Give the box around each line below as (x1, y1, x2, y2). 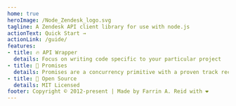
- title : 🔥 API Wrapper (7, 50, 78, 56)
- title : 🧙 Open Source (7, 75, 77, 82)
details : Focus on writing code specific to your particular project (13, 56, 221, 63)
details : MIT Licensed (13, 82, 80, 89)
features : (7, 43, 37, 50)
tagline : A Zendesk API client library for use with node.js (7, 23, 190, 30)
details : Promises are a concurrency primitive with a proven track (13, 68, 218, 75)
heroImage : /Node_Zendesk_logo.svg (7, 17, 112, 24)
